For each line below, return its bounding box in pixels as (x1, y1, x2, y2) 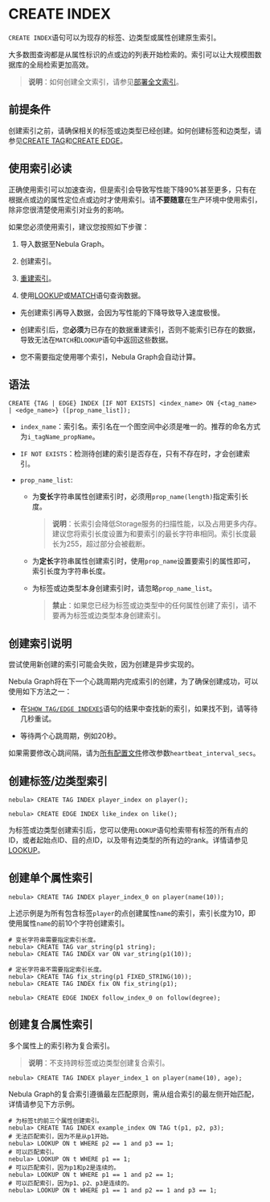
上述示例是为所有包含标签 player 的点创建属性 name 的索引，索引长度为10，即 (8, 908, 256, 917)
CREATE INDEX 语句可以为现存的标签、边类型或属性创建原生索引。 (8, 32, 221, 42)
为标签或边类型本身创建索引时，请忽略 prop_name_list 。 (31, 584, 217, 593)
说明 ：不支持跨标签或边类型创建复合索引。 (27, 1058, 170, 1067)
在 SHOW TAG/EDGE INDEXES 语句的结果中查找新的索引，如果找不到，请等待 (19, 704, 259, 713)
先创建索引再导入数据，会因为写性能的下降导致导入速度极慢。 (19, 307, 225, 317)
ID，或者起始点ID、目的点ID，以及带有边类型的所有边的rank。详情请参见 (8, 835, 248, 845)
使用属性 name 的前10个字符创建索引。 (8, 918, 129, 928)
